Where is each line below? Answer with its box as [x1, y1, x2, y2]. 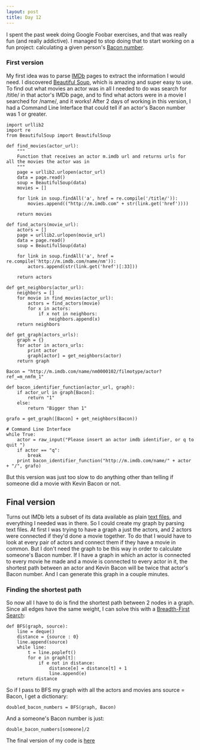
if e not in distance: [38, 660, 95, 666]
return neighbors [17, 321, 60, 327]
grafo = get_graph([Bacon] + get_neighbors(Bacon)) [6, 415, 138, 421]
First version [6, 58, 44, 67]
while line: [17, 644, 47, 650]
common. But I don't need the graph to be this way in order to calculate [6, 545, 182, 552]
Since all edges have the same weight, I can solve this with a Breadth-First [6, 605, 190, 612]
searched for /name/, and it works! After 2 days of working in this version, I [6, 97, 191, 105]
